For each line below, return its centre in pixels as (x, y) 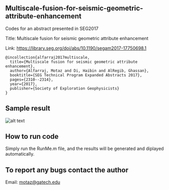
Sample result (28, 108)
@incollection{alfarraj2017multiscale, (48, 57)
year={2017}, (24, 84)
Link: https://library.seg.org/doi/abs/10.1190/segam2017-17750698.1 (76, 48)
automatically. (20, 154)
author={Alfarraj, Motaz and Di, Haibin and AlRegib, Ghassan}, (79, 70)
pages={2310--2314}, (32, 80)
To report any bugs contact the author (67, 170)
